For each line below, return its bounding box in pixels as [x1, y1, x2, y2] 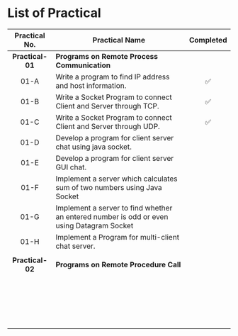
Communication [55, 60, 111, 70]
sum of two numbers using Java [55, 182, 163, 192]
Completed [188, 35, 227, 45]
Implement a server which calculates [55, 174, 178, 184]
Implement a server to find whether [55, 203, 173, 213]
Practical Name [92, 35, 145, 45]
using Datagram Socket [55, 220, 134, 230]
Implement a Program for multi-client [55, 232, 179, 242]
